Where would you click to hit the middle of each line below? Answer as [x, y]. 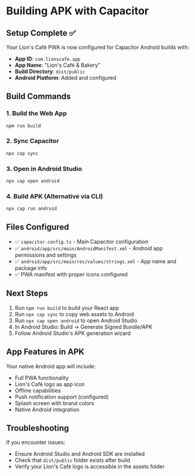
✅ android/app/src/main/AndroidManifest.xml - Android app [89, 248]
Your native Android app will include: [51, 366]
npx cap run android [32, 209]
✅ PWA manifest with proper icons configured [71, 274]
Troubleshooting [38, 428]
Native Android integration [47, 409]
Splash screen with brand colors [54, 403]
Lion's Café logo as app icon [50, 384]
